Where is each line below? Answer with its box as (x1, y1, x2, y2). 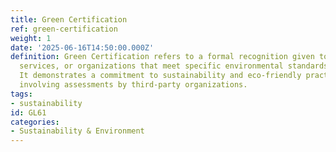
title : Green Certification (10, 14, 128, 25)
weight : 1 (10, 33, 52, 43)
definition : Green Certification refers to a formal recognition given (10, 52, 315, 62)
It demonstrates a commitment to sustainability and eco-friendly (19, 71, 302, 81)
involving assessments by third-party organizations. (19, 80, 248, 90)
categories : (10, 117, 60, 127)
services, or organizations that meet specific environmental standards (19, 61, 329, 71)
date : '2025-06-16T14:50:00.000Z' (10, 42, 155, 53)
